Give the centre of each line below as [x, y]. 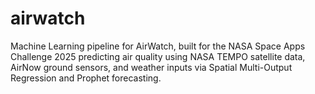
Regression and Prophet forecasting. [86, 78]
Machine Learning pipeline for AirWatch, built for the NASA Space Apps [158, 46]
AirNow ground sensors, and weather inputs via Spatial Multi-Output [151, 67]
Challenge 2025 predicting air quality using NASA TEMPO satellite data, [158, 56]
